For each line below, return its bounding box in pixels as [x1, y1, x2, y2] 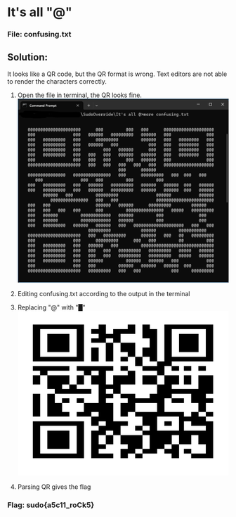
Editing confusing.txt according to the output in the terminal [17, 290, 190, 298]
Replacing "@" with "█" [17, 303, 86, 312]
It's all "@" [7, 4, 72, 20]
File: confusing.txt [7, 30, 72, 39]
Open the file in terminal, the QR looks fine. [17, 91, 143, 99]
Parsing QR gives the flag [17, 483, 91, 491]
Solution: [7, 51, 48, 63]
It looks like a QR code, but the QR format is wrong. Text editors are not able [7, 70, 228, 78]
